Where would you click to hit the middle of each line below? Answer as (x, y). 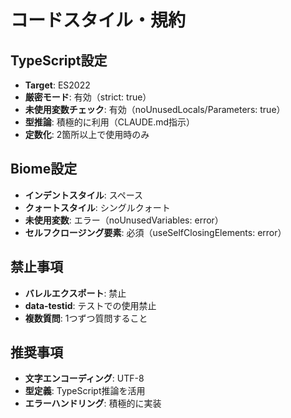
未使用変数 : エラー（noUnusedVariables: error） (124, 220)
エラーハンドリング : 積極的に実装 (93, 403)
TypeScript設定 (59, 60)
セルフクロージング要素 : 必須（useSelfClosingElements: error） (155, 232)
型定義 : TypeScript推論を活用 (85, 391)
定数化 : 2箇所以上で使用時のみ (87, 134)
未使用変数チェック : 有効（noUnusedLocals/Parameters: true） (155, 109)
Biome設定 (44, 169)
